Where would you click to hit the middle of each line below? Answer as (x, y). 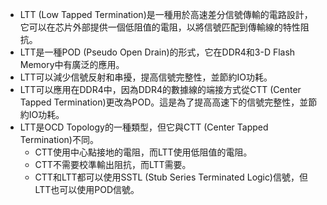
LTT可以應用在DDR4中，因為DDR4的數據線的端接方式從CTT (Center (160, 89)
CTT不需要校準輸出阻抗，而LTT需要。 (113, 164)
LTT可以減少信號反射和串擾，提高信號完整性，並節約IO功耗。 (146, 77)
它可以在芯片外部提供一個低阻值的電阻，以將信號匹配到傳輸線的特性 (160, 27)
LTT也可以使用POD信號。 (87, 189)
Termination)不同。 (59, 139)
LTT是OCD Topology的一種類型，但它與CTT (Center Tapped (144, 127)
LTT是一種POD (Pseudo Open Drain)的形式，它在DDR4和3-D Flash (157, 52)
